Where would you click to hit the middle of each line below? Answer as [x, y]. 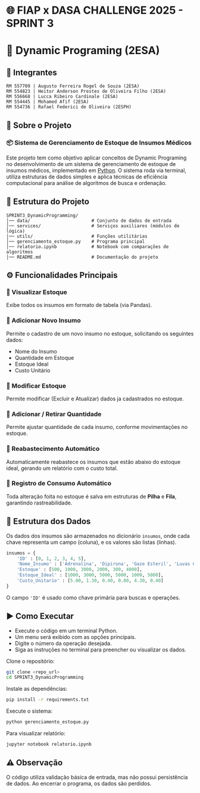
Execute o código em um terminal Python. [66, 631]
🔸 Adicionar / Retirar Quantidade [54, 414]
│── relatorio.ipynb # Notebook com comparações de [87, 247]
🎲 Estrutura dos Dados [49, 521]
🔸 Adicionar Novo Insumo [44, 321]
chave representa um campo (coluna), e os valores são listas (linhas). [91, 542]
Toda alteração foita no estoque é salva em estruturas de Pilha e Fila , [91, 496]
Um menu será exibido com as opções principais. [75, 637]
